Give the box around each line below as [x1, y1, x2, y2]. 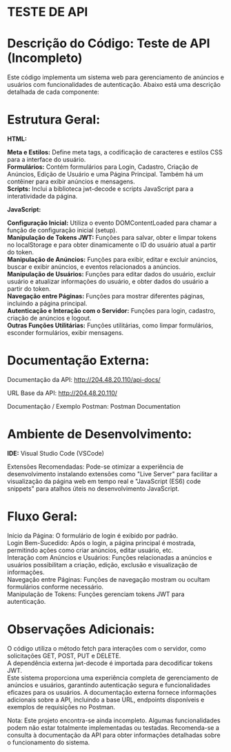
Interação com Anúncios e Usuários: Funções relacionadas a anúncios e [7, 553, 212, 562]
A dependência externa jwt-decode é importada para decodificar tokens [7, 659, 213, 667]
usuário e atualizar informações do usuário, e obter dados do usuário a [7, 277, 209, 286]
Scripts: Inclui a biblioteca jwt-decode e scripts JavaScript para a [7, 185, 194, 193]
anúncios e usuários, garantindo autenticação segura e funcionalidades [7, 680, 211, 689]
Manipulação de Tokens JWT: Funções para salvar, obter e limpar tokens [7, 234, 217, 242]
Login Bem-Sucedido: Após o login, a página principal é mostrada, [7, 538, 196, 547]
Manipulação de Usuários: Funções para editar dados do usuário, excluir [7, 270, 216, 278]
